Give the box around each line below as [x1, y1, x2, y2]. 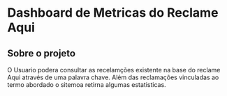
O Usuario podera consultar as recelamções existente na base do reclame [7, 66, 221, 74]
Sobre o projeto [7, 47, 75, 59]
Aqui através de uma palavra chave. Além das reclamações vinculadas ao [7, 73, 219, 81]
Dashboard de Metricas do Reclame [7, 5, 219, 21]
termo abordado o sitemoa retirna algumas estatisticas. [7, 81, 166, 88]
